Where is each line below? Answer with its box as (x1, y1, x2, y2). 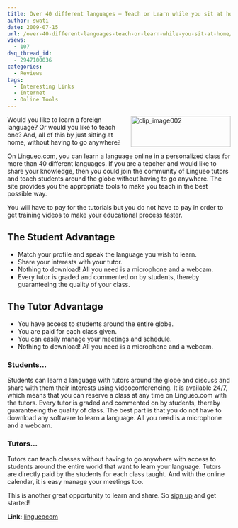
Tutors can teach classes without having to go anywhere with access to (7, 455, 216, 464)
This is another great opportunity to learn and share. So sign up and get (7, 491, 217, 500)
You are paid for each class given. (17, 327, 118, 335)
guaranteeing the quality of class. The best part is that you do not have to (7, 405, 222, 415)
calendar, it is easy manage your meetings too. (7, 478, 144, 486)
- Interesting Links (13, 83, 74, 90)
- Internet (13, 89, 46, 96)
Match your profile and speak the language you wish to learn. (17, 249, 197, 259)
